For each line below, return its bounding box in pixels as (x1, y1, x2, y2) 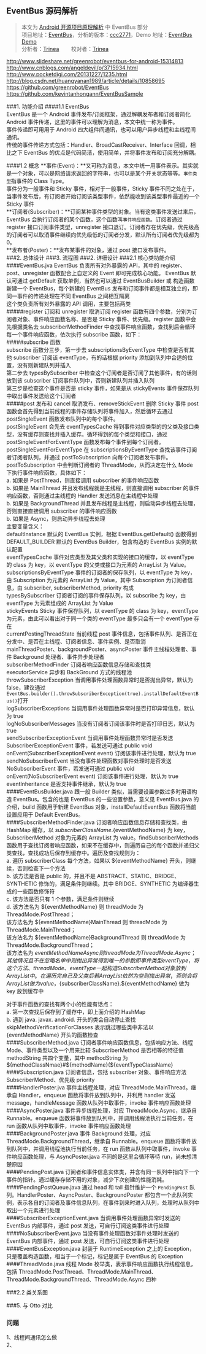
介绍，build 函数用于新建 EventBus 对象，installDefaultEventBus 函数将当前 (6, 803, 197, 811)
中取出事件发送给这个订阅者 (6, 392, 77, 399)
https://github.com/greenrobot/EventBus (6, 84, 109, 91)
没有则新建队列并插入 (17, 361, 71, 368)
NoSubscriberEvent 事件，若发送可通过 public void (6, 765, 135, 772)
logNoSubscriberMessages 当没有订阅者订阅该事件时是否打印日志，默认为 (6, 720, 195, 727)
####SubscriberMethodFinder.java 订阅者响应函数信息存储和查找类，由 (6, 819, 188, 826)
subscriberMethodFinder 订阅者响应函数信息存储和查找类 (6, 661, 151, 668)
